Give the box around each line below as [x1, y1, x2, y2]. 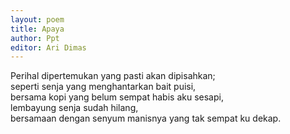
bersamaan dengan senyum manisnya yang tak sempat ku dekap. [10, 112, 282, 125]
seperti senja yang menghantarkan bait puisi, [10, 81, 197, 93]
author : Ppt [10, 33, 60, 43]
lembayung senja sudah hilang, [10, 102, 139, 114]
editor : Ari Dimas [10, 42, 87, 53]
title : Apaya [10, 24, 65, 34]
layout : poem [10, 14, 65, 25]
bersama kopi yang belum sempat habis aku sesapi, [10, 91, 224, 103]
